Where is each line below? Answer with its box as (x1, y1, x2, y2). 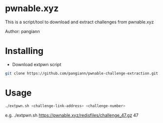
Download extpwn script (12, 61, 61, 67)
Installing (5, 46, 44, 56)
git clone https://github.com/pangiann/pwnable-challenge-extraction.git (5, 71, 159, 76)
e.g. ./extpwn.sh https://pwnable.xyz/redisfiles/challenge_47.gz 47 (5, 112, 139, 118)
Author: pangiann (5, 28, 40, 34)
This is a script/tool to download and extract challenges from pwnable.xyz (5, 19, 154, 25)
